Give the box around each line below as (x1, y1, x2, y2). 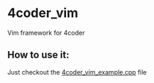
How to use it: (7, 49, 70, 61)
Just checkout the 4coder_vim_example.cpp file (7, 67, 147, 76)
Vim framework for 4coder (7, 28, 85, 37)
